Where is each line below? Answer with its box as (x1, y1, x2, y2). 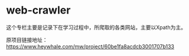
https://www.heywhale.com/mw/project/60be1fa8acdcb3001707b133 (6, 42, 174, 50)
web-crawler (6, 4, 71, 17)
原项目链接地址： (6, 36, 48, 43)
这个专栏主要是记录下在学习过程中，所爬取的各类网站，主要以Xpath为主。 (6, 24, 186, 31)
